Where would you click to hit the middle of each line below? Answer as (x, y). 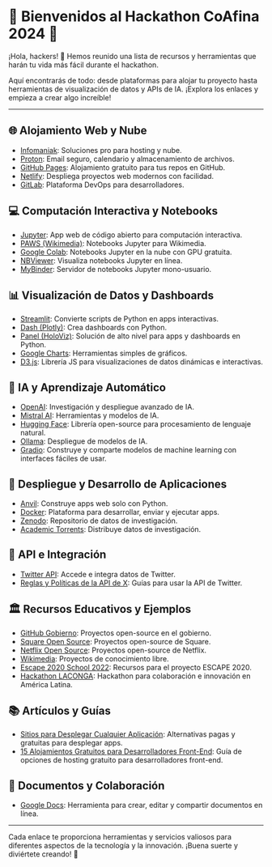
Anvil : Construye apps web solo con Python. (94, 504)
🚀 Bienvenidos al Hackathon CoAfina (134, 17)
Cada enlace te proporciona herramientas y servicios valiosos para (120, 837)
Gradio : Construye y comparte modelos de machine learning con (128, 450)
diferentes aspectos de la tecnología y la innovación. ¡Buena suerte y (123, 846)
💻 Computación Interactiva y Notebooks (113, 211)
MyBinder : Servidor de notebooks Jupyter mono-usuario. (116, 269)
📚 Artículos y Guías (59, 711)
